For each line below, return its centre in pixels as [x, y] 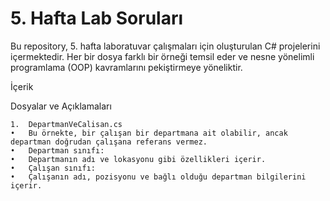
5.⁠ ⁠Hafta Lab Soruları [97, 18]
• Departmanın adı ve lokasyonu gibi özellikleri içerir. [138, 159]
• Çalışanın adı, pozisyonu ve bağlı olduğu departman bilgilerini [158, 177]
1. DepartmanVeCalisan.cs [66, 124]
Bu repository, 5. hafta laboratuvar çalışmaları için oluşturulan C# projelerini [165, 46]
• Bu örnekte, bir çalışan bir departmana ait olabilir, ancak [149, 133]
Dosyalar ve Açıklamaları [61, 106]
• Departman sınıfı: [57, 150]
